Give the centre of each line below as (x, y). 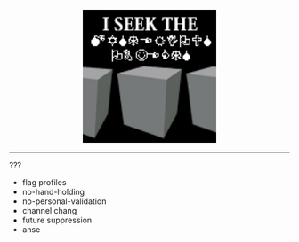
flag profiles (44, 182)
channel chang (49, 211)
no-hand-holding (53, 192)
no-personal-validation (64, 201)
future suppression (57, 220)
